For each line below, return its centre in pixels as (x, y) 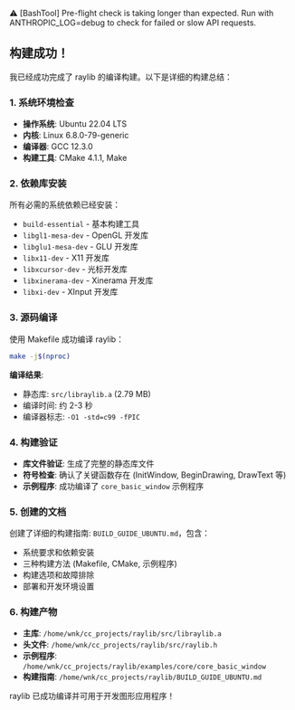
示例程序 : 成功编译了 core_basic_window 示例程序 (113, 486)
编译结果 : (27, 374)
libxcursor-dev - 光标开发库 (75, 270)
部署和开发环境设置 (58, 586)
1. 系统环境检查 (42, 102)
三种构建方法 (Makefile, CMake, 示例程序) (100, 563)
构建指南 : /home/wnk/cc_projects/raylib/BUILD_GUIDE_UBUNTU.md (142, 677)
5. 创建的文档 (38, 512)
